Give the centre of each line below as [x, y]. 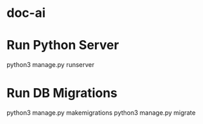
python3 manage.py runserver [51, 65]
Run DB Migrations [62, 93]
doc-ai [26, 13]
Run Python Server [63, 45]
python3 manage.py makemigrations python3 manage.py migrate [101, 113]
